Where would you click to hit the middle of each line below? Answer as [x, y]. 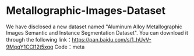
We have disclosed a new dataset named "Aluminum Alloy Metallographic [94, 27]
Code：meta [70, 47]
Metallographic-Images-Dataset [86, 11]
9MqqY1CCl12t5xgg [30, 47]
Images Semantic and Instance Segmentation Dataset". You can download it [97, 32]
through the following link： [39, 39]
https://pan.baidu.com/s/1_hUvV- [112, 39]
